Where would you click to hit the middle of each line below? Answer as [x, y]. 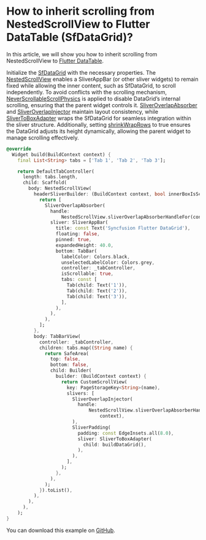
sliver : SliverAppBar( [79, 223]
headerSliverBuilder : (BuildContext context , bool [100, 194]
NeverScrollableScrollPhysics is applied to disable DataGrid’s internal [93, 99]
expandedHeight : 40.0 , [85, 245]
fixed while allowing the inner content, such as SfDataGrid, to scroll [91, 85]
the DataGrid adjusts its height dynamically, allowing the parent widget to [99, 131]
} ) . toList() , [55, 490]
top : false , [65, 359]
